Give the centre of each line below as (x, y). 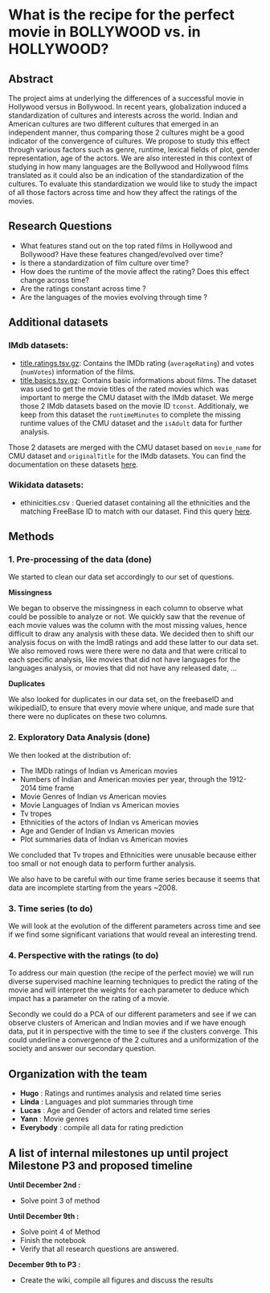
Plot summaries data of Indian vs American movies (104, 839)
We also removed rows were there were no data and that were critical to (127, 651)
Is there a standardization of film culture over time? (104, 263)
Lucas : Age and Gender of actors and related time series (115, 1111)
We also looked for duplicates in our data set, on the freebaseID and (121, 700)
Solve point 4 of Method (60, 1232)
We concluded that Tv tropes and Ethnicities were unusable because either (133, 854)
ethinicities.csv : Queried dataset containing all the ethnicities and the (135, 502)
